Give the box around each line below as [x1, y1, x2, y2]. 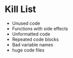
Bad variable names [12, 41, 53, 47]
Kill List [5, 4, 36, 15]
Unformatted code [12, 31, 51, 37]
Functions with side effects [12, 25, 68, 31]
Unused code [12, 20, 40, 26]
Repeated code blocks [12, 36, 59, 42]
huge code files [12, 47, 45, 53]
